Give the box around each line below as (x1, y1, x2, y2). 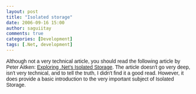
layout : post (6, 8, 38, 15)
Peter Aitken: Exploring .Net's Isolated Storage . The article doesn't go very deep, (6, 63, 191, 70)
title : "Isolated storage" (6, 14, 73, 20)
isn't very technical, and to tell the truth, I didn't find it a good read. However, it (6, 69, 184, 76)
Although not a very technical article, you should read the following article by (6, 57, 181, 64)
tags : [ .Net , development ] (6, 42, 73, 48)
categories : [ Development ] (6, 36, 73, 42)
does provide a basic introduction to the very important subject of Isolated (6, 75, 174, 82)
